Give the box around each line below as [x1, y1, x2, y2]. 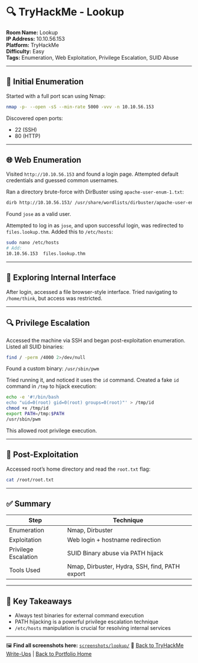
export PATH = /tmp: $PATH [6, 411, 65, 417]
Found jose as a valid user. [6, 211, 71, 218]
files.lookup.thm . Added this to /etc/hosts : [6, 228, 113, 235]
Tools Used [9, 566, 41, 574]
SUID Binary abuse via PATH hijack [67, 549, 164, 557]
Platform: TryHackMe [6, 41, 60, 48]
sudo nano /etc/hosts [6, 240, 60, 246]
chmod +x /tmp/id [6, 405, 49, 412]
